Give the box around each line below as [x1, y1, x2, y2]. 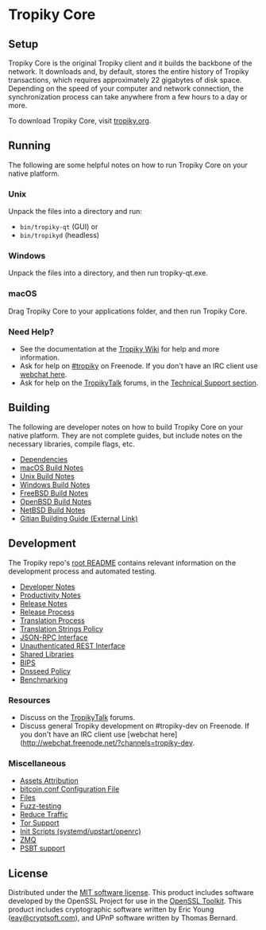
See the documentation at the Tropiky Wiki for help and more [19, 344, 220, 353]
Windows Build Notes [19, 480, 91, 489]
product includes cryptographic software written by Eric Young [8, 905, 214, 914]
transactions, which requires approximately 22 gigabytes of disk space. [8, 76, 242, 84]
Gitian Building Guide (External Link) [19, 513, 138, 523]
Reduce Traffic [19, 810, 69, 819]
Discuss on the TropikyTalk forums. [19, 712, 136, 722]
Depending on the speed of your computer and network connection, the [8, 84, 244, 93]
